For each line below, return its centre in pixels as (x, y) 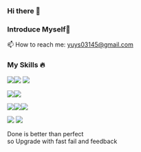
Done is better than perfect (45, 134)
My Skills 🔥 (26, 65)
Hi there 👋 (24, 11)
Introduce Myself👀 (39, 29)
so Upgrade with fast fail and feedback (62, 141)
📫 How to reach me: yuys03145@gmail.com (70, 45)
